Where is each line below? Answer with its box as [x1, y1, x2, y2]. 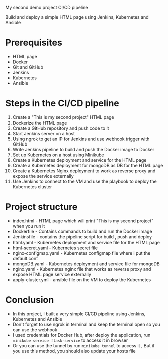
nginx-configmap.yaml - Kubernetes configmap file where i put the [12, 250, 151, 256]
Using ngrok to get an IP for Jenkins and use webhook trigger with [12, 136, 150, 142]
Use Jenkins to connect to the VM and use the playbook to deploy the [12, 178, 157, 184]
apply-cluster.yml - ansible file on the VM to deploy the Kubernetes [12, 276, 151, 283]
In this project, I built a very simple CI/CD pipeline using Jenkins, [12, 311, 146, 317]
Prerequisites [5, 37, 63, 48]
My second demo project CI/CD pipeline [5, 5, 88, 10]
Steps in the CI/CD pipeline [5, 98, 119, 109]
